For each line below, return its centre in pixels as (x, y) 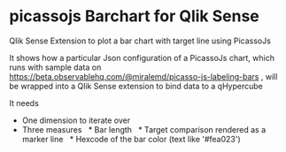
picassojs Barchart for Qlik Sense (134, 16)
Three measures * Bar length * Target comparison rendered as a (144, 129)
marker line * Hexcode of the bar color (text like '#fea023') (131, 139)
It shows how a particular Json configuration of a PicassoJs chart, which (142, 57)
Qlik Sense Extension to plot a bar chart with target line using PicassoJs (140, 41)
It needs (24, 103)
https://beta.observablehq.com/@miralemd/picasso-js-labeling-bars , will (143, 76)
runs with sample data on (55, 67)
